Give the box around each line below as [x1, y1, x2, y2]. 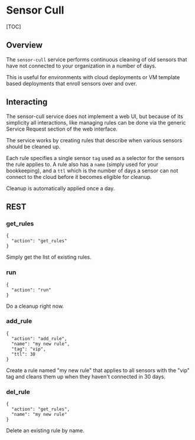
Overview [6, 40, 43, 50]
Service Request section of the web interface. [6, 125, 118, 132]
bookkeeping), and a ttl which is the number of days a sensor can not [6, 167, 178, 174]
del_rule [6, 387, 31, 396]
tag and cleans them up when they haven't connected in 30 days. [6, 373, 165, 380]
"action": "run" [11, 287, 51, 293]
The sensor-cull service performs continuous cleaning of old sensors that [6, 56, 187, 63]
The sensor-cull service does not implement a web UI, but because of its [6, 113, 183, 120]
